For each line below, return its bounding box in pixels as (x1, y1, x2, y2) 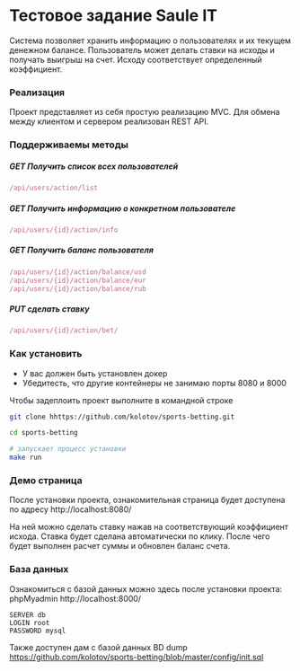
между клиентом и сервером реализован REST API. (9, 116, 209, 127)
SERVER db (9, 610, 47, 620)
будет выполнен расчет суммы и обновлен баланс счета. (9, 541, 231, 552)
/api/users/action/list (9, 183, 99, 193)
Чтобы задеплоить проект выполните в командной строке (9, 394, 234, 405)
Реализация (9, 86, 66, 99)
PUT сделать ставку (9, 304, 90, 314)
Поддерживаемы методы (9, 138, 128, 151)
